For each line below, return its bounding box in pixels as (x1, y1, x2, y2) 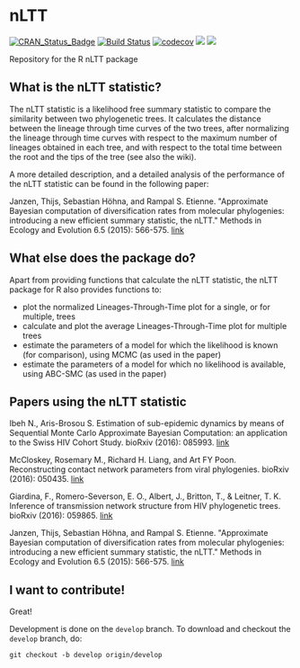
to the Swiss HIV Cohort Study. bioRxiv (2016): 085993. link (9, 437, 230, 448)
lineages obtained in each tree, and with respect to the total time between (9, 141, 283, 153)
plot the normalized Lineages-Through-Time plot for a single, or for (22, 301, 271, 312)
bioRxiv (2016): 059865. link (9, 510, 113, 521)
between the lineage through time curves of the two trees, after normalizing (9, 122, 290, 133)
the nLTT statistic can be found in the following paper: (9, 178, 209, 189)
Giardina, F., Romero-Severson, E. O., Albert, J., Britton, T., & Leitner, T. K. (9, 491, 281, 502)
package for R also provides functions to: (9, 284, 162, 295)
